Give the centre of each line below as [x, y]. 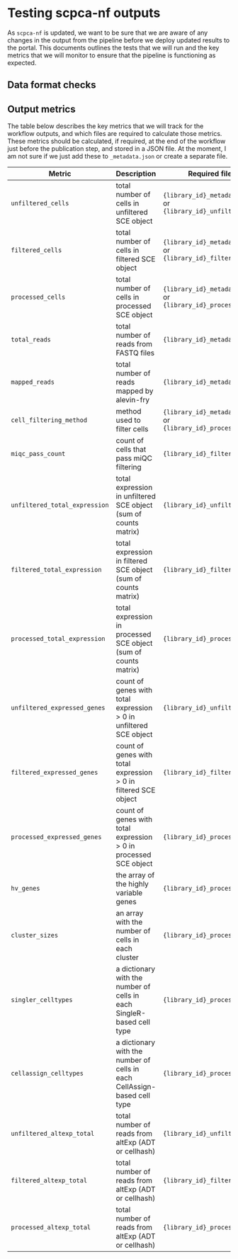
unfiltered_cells [40, 204]
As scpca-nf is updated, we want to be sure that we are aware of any [108, 33]
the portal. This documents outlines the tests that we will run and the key [113, 47]
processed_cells [38, 297]
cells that [131, 450]
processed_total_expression [58, 639]
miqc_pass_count [38, 454]
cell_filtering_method [49, 420]
